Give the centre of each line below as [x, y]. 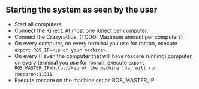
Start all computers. [39, 24]
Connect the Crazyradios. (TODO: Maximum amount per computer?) [99, 37]
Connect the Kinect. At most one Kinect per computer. [81, 30]
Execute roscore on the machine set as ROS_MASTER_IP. [85, 80]
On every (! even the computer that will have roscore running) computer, [103, 56]
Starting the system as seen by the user [82, 10]
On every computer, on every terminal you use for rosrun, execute [96, 43]
